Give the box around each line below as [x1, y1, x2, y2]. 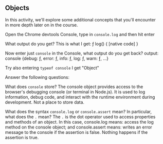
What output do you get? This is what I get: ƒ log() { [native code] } [5, 41, 139, 47]
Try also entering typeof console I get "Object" [5, 65, 99, 71]
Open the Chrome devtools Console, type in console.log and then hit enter [5, 31, 155, 37]
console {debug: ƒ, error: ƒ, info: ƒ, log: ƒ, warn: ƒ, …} [5, 55, 109, 61]
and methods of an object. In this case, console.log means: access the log [5, 119, 154, 125]
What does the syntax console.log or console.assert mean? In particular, [5, 108, 152, 114]
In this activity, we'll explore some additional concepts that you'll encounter [5, 17, 156, 22]
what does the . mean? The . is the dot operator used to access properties [5, 114, 156, 120]
